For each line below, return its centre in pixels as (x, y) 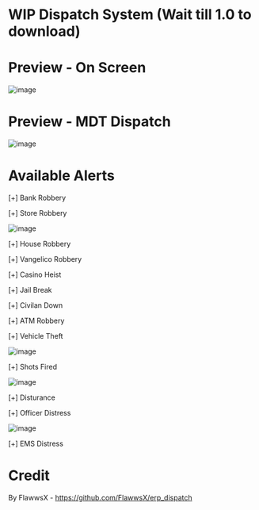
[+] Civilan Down (36, 305)
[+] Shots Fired (33, 367)
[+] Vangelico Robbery (45, 259)
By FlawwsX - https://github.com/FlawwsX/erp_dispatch (100, 497)
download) (44, 31)
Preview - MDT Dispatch (90, 122)
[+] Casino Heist (35, 274)
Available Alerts (61, 176)
